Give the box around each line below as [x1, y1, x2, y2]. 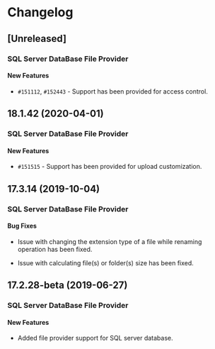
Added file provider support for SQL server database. [17, 334, 173, 343]
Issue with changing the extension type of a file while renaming [17, 237, 202, 245]
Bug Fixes [7, 221, 37, 231]
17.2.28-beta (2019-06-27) [7, 279, 128, 292]
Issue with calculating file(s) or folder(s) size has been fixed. [17, 258, 194, 267]
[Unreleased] [7, 33, 67, 45]
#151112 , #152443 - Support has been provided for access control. [17, 87, 209, 96]
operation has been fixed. [17, 245, 93, 253]
